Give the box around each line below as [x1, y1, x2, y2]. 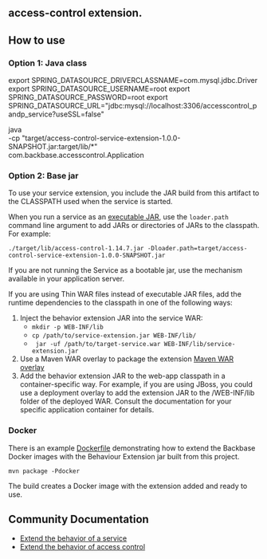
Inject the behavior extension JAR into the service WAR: [19, 313, 203, 323]
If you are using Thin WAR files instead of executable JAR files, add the [8, 289, 241, 299]
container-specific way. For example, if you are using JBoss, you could [19, 380, 253, 389]
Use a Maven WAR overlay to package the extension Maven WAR [19, 354, 234, 364]
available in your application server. [8, 274, 125, 284]
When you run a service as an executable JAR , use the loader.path [8, 212, 229, 222]
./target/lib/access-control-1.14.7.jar [8, 245, 145, 253]
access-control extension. [8, 6, 143, 20]
